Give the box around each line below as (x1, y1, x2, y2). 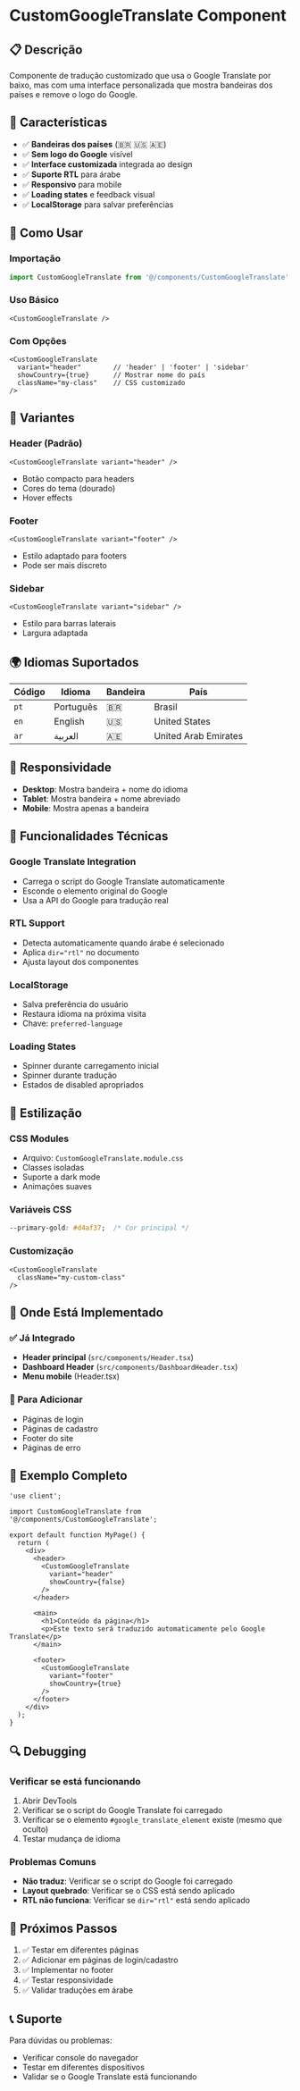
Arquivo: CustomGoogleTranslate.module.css (21, 1153, 184, 1163)
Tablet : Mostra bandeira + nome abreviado (21, 793, 181, 804)
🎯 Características (9, 115, 108, 130)
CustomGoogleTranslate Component (9, 5, 287, 26)
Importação (9, 252, 61, 265)
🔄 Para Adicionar (9, 1393, 83, 1406)
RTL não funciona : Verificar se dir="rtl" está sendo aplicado (21, 1895, 251, 1906)
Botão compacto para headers (21, 473, 135, 483)
